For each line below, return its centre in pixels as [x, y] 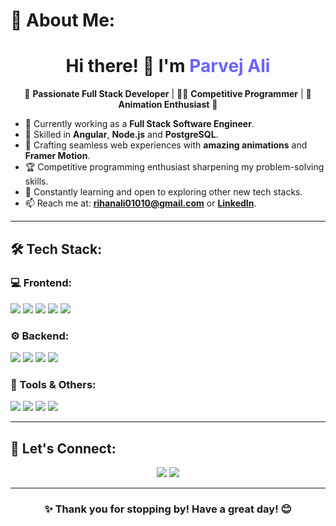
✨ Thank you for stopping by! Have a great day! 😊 [168, 509]
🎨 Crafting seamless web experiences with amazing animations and [166, 145]
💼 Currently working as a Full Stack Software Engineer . [139, 124]
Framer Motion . [57, 156]
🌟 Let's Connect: [63, 448]
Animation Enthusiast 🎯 [168, 105]
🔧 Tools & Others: [53, 385]
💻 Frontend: [41, 283]
